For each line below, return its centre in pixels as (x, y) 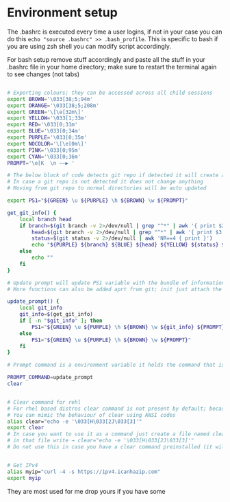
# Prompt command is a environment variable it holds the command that (111, 365)
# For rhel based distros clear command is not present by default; (107, 409)
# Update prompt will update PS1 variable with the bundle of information (116, 283)
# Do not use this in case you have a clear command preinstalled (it (110, 447)
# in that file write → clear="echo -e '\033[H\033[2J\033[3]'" (101, 441)
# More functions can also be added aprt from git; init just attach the (115, 289)
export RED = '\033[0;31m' (42, 125)
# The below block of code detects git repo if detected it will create (113, 175)
